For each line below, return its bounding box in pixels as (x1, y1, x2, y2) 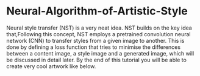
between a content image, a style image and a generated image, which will (6, 49, 195, 57)
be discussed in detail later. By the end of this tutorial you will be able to (6, 56, 187, 63)
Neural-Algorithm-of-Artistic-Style (6, 4, 188, 18)
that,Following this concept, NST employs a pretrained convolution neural (6, 30, 191, 37)
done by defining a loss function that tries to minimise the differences (6, 43, 181, 51)
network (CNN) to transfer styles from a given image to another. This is (6, 37, 185, 44)
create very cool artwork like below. (6, 62, 96, 70)
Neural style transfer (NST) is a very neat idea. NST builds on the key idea (6, 24, 192, 31)
